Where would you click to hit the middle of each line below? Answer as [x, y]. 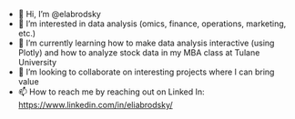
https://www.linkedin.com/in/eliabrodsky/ [95, 105]
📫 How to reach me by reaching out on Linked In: [111, 92]
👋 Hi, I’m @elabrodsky [60, 14]
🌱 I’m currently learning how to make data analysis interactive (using [146, 43]
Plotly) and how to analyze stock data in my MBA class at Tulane [139, 53]
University [37, 62]
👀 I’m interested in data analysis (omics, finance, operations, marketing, [152, 24]
